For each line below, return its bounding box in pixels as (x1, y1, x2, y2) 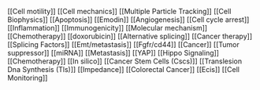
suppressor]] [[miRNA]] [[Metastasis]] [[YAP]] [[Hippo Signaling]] (7, 49, 220, 57)
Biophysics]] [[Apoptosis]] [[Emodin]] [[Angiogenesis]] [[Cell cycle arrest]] (7, 15, 250, 24)
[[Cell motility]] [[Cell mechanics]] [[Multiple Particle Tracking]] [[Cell (7, 7, 232, 16)
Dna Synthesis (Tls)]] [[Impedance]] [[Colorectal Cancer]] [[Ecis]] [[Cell (7, 65, 240, 74)
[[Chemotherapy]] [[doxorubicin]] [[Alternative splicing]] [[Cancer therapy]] (7, 31, 253, 41)
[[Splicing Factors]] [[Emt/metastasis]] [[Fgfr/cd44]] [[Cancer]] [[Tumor (7, 40, 240, 49)
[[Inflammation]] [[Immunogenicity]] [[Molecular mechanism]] (7, 23, 208, 32)
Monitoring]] (7, 74, 48, 82)
